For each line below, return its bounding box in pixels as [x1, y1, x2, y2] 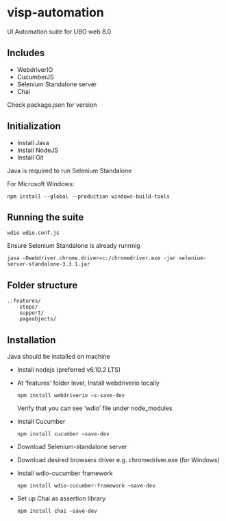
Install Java [16, 138, 49, 147]
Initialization [7, 120, 62, 132]
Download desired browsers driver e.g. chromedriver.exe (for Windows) [16, 456, 221, 463]
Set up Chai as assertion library [16, 494, 106, 503]
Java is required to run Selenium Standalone [7, 166, 132, 175]
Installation [7, 334, 56, 346]
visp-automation [7, 5, 104, 21]
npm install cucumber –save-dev [16, 431, 110, 437]
